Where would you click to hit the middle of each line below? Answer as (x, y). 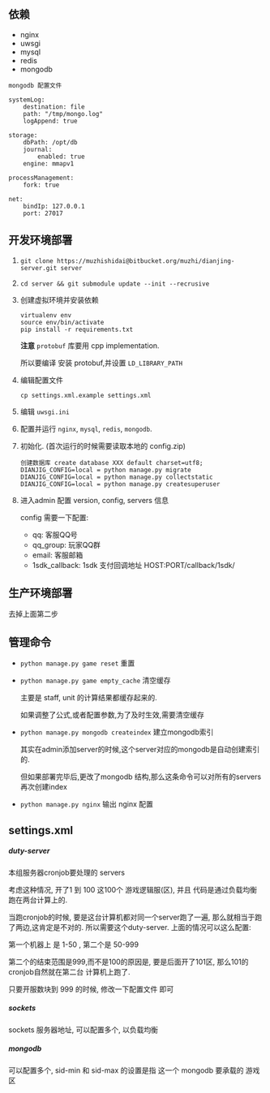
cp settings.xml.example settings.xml (86, 395)
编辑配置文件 (41, 380)
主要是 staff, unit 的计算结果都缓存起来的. (89, 698)
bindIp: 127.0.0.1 (54, 206)
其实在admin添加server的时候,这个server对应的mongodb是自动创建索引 (140, 750)
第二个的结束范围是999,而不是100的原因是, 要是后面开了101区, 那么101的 (129, 962)
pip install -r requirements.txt (77, 329)
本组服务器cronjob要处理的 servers (67, 872)
